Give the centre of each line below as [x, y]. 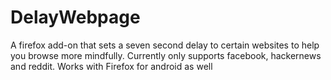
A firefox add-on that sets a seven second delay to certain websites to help [165, 45]
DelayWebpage [75, 17]
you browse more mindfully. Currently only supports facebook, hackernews [166, 55]
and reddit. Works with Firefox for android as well [111, 66]
